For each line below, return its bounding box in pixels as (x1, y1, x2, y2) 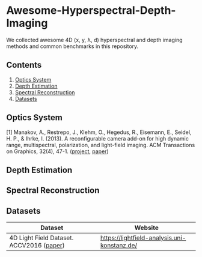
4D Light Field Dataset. (9, 234, 74, 242)
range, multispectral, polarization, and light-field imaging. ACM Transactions (6, 141, 195, 148)
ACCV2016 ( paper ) (9, 241, 65, 250)
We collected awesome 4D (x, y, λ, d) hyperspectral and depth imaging (6, 36, 183, 43)
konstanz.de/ (100, 241, 138, 250)
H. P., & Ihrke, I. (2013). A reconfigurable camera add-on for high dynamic (6, 135, 189, 142)
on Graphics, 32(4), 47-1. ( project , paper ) (6, 148, 109, 155)
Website (134, 223, 159, 232)
